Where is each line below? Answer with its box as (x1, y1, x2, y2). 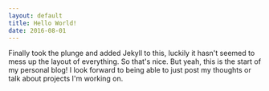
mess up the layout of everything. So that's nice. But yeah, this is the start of (8, 57, 262, 66)
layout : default (8, 11, 63, 20)
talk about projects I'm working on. (8, 73, 124, 84)
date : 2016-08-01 (8, 26, 67, 34)
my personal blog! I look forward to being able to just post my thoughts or (8, 65, 251, 75)
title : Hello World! (8, 19, 78, 27)
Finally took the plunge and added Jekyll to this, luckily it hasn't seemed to (8, 49, 255, 58)
